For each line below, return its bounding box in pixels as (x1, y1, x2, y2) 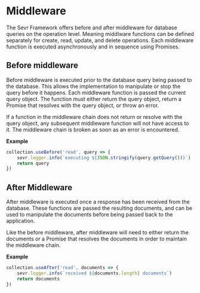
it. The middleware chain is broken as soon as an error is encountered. (6, 126, 180, 133)
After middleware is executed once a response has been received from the (6, 199, 190, 206)
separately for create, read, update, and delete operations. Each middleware (6, 36, 194, 44)
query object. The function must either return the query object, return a (6, 95, 182, 102)
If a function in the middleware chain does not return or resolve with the (6, 113, 183, 120)
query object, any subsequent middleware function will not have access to (6, 120, 189, 127)
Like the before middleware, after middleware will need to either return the (6, 229, 189, 236)
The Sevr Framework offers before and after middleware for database (6, 24, 177, 31)
